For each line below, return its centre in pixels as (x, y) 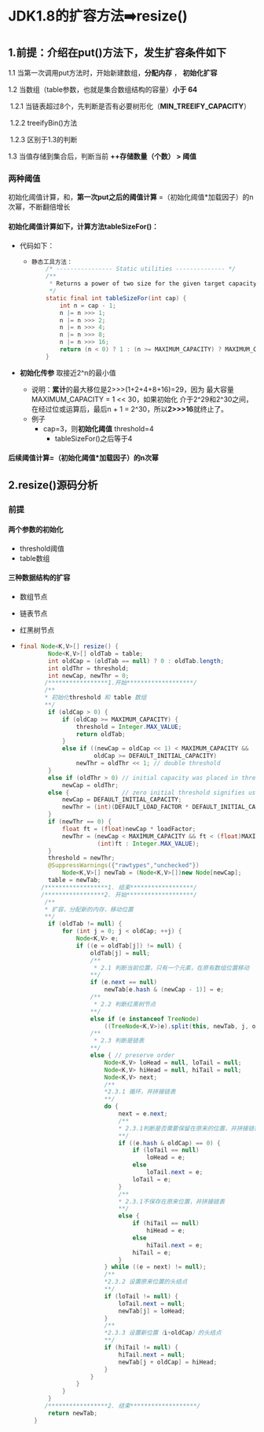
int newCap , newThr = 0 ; (89, 676)
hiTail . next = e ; (175, 1245)
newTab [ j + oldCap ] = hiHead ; (168, 1362)
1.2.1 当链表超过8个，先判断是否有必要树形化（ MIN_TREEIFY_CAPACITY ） (130, 106)
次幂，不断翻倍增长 (39, 207)
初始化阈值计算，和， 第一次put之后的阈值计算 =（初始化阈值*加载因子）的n (131, 197)
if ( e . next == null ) (124, 983)
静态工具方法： (52, 262)
